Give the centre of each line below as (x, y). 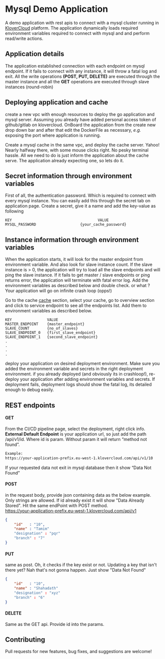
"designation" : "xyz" (37, 593)
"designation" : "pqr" (37, 534)
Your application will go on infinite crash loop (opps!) (59, 291)
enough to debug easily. (30, 390)
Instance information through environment (72, 239)
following (14, 211)
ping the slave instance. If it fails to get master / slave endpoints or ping (78, 275)
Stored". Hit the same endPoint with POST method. (57, 505)
